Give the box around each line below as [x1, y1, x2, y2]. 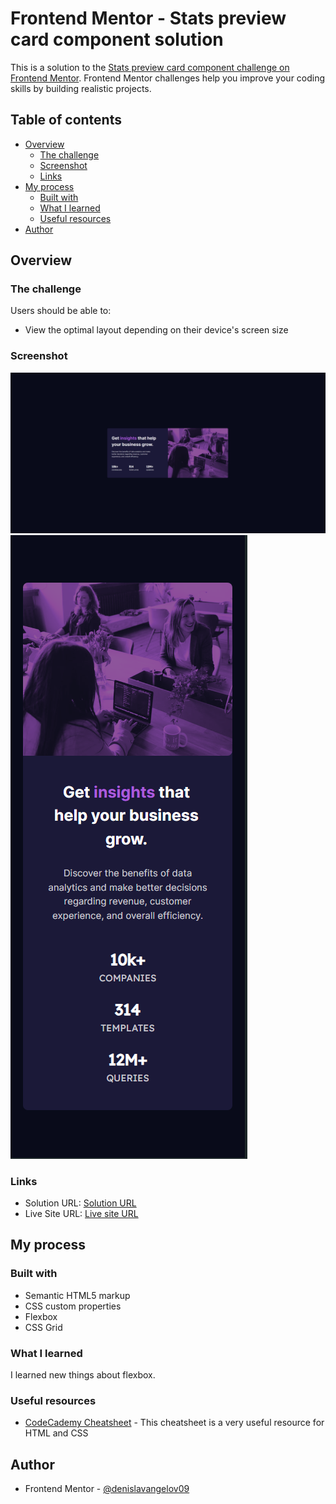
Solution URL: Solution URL [24, 1197, 137, 1209]
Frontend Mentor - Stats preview [10, 7, 287, 30]
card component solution [10, 28, 224, 51]
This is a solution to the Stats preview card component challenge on [10, 61, 290, 73]
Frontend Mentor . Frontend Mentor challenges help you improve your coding [10, 72, 326, 84]
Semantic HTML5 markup [24, 1289, 131, 1301]
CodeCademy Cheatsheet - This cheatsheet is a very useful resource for [24, 1417, 325, 1429]
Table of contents [10, 112, 122, 129]
